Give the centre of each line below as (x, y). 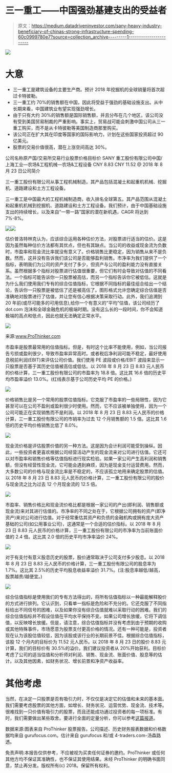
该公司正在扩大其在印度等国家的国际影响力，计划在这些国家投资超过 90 (88, 134)
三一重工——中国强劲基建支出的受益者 (86, 11)
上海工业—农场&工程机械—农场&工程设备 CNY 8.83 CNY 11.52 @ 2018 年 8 (84, 164)
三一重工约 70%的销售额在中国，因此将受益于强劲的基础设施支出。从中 (88, 102)
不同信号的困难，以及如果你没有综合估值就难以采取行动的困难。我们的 (93, 609)
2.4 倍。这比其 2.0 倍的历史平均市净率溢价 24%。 (68, 537)
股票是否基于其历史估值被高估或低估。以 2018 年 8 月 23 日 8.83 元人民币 (87, 366)
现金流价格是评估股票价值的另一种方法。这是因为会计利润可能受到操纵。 (81, 445)
